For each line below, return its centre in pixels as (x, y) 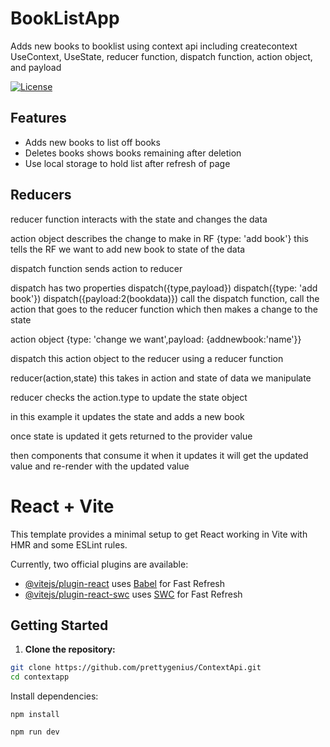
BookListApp (65, 18)
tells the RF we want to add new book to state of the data (128, 249)
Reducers (41, 195)
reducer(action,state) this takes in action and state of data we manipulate (161, 378)
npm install (35, 715)
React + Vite (62, 506)
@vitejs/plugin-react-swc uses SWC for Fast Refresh (133, 594)
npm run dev (35, 732)
